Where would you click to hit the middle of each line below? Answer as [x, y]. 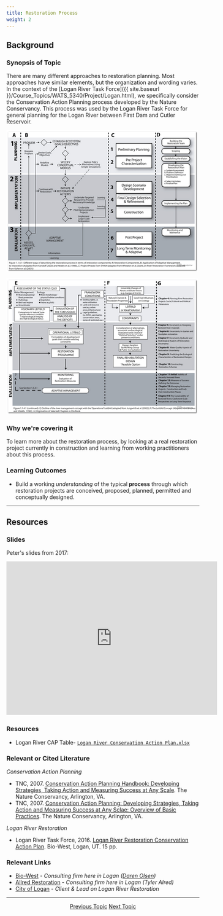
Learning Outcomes [36, 471]
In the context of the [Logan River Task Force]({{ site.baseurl [83, 89]
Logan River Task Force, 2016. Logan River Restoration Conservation [102, 840]
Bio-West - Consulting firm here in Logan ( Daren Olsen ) [85, 876]
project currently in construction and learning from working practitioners [98, 448]
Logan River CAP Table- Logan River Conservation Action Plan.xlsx [102, 742]
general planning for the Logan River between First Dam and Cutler [91, 115]
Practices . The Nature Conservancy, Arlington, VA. [79, 816]
